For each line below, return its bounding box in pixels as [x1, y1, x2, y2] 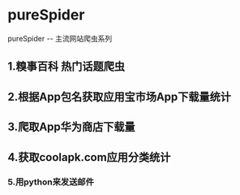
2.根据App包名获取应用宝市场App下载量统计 [7, 89, 232, 103]
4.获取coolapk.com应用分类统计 [7, 150, 171, 164]
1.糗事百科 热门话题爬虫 [7, 59, 126, 74]
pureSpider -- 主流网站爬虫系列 [7, 33, 113, 43]
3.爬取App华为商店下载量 [7, 120, 135, 134]
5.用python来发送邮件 [7, 176, 94, 188]
